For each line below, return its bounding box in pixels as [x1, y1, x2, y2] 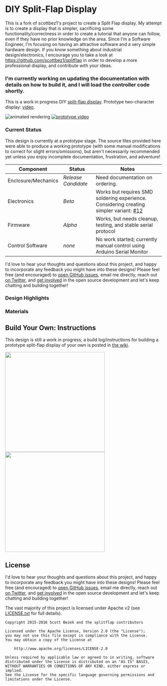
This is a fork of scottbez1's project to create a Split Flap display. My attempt [5, 20, 162, 26]
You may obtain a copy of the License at [5, 638, 92, 643]
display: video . [5, 104, 35, 110]
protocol [95, 227, 116, 234]
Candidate [63, 180, 88, 187]
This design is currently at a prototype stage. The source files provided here [5, 137, 162, 143]
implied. [5, 668, 23, 673]
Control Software [7, 242, 48, 249]
